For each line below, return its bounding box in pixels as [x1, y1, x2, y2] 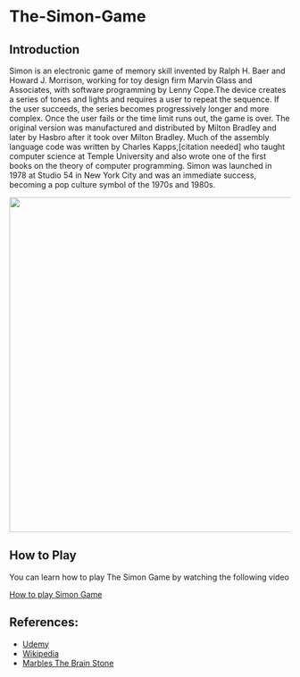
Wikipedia [21, 648, 60, 658]
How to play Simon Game [9, 589, 103, 599]
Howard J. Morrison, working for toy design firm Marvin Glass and [9, 75, 253, 86]
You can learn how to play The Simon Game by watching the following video [9, 572, 290, 582]
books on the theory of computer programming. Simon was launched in [9, 161, 272, 171]
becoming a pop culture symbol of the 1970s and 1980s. [9, 180, 216, 189]
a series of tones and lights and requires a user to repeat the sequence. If [9, 94, 279, 104]
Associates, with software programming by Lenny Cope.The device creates [9, 85, 287, 95]
